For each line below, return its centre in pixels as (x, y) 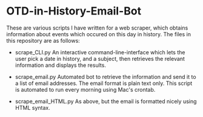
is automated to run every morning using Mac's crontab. (85, 89)
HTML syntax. (32, 107)
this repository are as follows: (43, 40)
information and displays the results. (60, 65)
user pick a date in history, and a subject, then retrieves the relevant (100, 58)
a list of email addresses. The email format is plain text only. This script (104, 83)
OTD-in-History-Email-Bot (74, 11)
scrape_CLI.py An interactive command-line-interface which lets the (100, 52)
